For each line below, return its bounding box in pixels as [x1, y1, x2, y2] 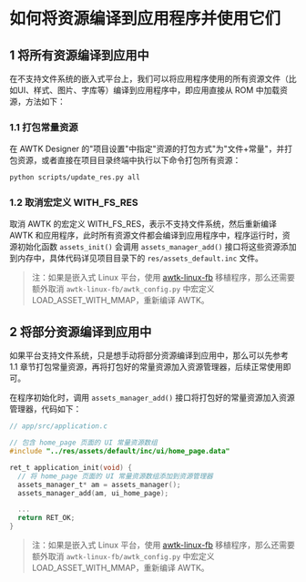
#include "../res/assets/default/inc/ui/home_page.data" [9, 447, 230, 456]
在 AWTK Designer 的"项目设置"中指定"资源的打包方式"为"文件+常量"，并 [9, 143, 285, 155]
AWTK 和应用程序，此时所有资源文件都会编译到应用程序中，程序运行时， [9, 230, 283, 241]
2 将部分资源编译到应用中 [9, 324, 152, 340]
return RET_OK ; [17, 514, 76, 523]
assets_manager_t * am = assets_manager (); [17, 480, 181, 489]
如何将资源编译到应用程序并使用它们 [9, 8, 281, 29]
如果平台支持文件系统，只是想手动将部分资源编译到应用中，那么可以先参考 [9, 350, 289, 361]
